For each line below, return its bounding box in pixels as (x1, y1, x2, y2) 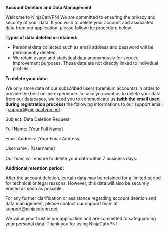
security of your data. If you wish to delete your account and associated (5, 20, 154, 25)
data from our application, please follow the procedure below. (5, 25, 132, 31)
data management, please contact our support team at (5, 201, 118, 206)
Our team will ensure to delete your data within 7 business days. (5, 156, 138, 161)
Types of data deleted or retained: (5, 35, 78, 40)
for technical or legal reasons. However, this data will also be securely (5, 180, 149, 186)
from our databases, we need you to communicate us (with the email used (5, 96, 160, 102)
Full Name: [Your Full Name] (5, 126, 63, 132)
